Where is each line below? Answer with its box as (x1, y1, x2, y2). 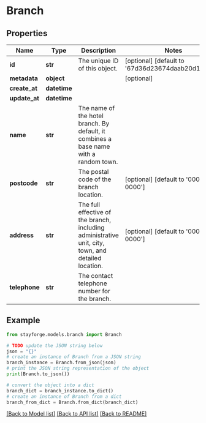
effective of (78, 208, 112, 216)
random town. (78, 157, 118, 166)
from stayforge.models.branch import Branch (6, 331, 122, 337)
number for (78, 287, 110, 295)
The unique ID (78, 56, 119, 65)
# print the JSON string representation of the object (6, 365, 150, 372)
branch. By (78, 119, 110, 127)
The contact (78, 272, 113, 280)
